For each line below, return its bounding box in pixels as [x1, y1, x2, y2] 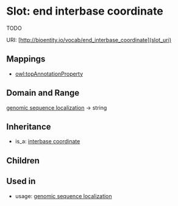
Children [6, 155, 40, 166]
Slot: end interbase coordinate [6, 4, 163, 18]
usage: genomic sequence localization [15, 192, 112, 199]
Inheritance [6, 121, 51, 132]
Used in [6, 176, 36, 186]
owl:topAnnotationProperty [15, 70, 84, 77]
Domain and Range [6, 88, 80, 98]
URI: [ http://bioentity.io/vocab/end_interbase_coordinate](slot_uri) [6, 36, 172, 43]
